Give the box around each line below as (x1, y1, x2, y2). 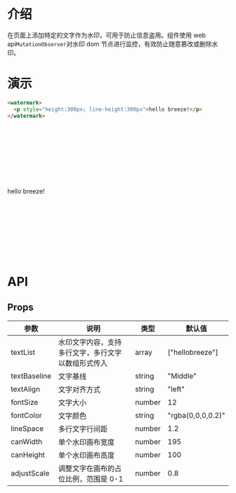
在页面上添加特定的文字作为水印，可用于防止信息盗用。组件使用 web (7, 31, 206, 39)
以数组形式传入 (58, 358, 108, 368)
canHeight (11, 450, 46, 459)
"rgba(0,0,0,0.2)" (167, 410, 225, 420)
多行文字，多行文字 (58, 348, 122, 358)
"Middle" (167, 371, 197, 381)
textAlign (11, 384, 41, 393)
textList (11, 347, 35, 357)
